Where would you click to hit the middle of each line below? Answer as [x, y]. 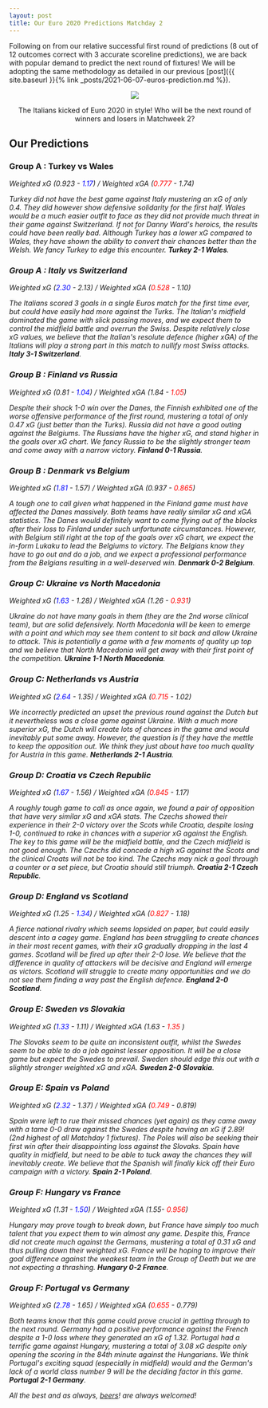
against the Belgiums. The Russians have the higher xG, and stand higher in [134, 433]
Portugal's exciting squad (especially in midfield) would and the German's [131, 1363]
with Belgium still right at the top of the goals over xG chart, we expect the [131, 537]
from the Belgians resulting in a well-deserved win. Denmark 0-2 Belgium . [132, 563]
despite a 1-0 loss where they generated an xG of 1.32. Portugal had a [124, 1338]
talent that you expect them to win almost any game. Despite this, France [130, 1233]
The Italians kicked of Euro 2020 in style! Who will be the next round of [135, 110]
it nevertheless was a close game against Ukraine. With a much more [124, 720]
